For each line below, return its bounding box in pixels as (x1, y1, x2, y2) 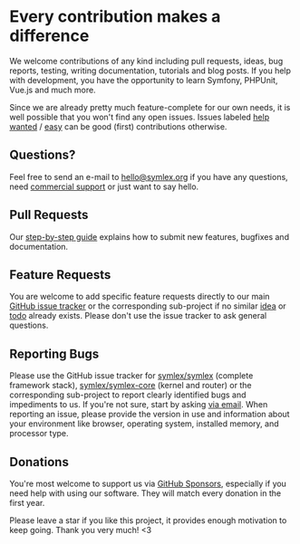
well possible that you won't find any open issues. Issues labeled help (9, 111, 270, 122)
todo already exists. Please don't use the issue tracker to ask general (9, 310, 267, 321)
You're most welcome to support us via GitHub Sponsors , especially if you (9, 478, 287, 489)
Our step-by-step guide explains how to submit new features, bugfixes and (9, 231, 290, 242)
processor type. (9, 428, 70, 439)
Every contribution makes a (9, 6, 221, 27)
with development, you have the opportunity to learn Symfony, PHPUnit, (9, 74, 278, 85)
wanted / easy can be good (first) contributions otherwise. (9, 120, 227, 132)
